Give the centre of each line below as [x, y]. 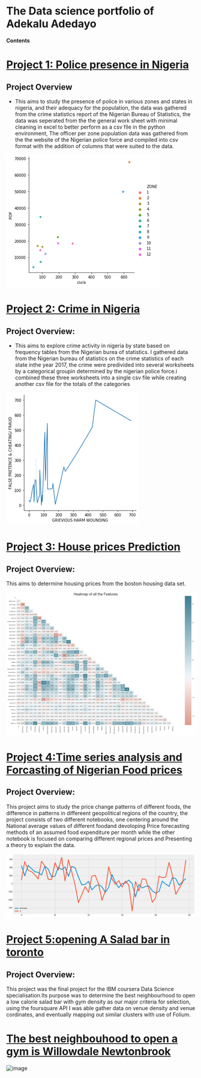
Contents [18, 40]
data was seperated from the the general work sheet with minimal [96, 120]
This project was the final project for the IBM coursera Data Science [90, 989]
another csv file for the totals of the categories [72, 384]
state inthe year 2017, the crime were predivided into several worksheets [104, 364]
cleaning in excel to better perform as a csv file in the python [90, 127]
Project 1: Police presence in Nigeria [97, 65]
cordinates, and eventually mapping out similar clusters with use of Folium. [98, 1015]
